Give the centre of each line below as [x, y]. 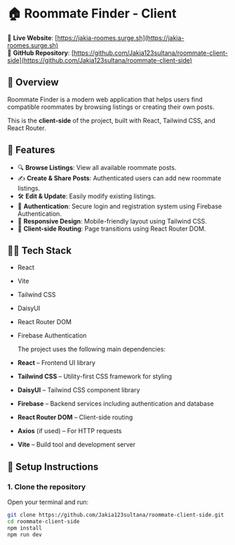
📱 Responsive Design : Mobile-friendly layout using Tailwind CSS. [112, 221]
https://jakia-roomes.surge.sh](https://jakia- [121, 38]
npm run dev [25, 534]
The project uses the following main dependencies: [92, 350]
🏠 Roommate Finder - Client [92, 14]
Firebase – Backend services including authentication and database [115, 404]
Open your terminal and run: [48, 502]
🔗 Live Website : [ [32, 38]
